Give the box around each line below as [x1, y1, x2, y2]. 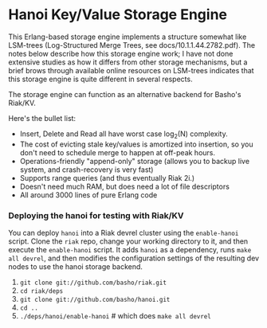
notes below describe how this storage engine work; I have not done [8, 49, 234, 58]
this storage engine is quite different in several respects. [8, 74, 193, 84]
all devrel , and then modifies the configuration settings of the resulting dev [8, 253, 260, 264]
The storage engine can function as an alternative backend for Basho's [8, 89, 241, 99]
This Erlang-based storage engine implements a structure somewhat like [8, 32, 247, 41]
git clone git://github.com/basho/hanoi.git [19, 296, 171, 304]
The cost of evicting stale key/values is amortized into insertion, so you [19, 139, 253, 149]
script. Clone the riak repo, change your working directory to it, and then [8, 236, 249, 246]
